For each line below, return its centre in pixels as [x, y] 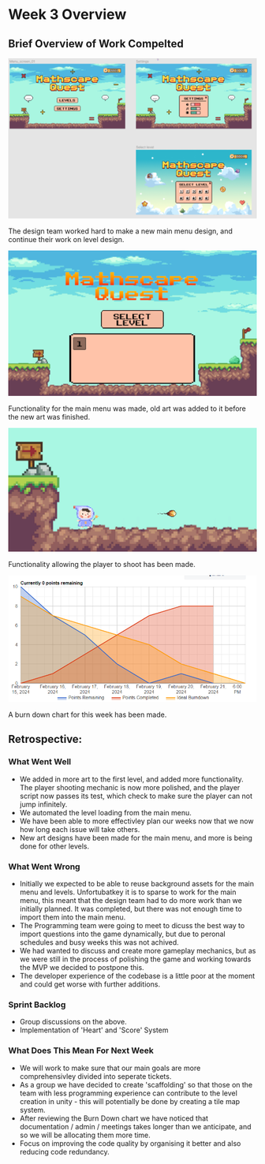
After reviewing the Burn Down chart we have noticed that [114, 1118]
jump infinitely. [43, 804]
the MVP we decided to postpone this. [82, 967]
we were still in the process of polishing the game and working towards [135, 959]
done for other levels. [54, 846]
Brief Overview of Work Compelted [96, 44]
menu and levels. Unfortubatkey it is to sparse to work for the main [128, 892]
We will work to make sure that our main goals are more [110, 1068]
